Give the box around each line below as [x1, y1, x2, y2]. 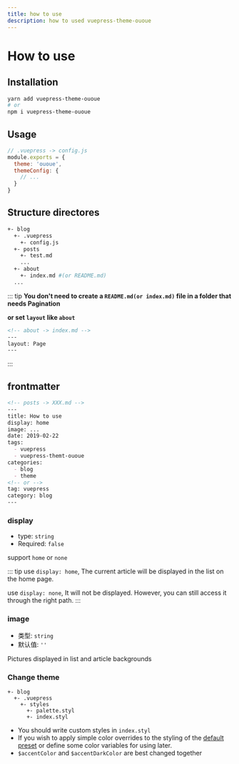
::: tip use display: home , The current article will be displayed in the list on [7, 567, 224, 575]
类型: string [17, 631, 54, 640]
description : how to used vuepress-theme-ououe [7, 17, 152, 24]
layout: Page [7, 340, 46, 347]
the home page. [7, 575, 54, 583]
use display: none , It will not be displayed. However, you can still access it [7, 588, 227, 597]
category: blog [7, 492, 53, 500]
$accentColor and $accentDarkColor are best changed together [17, 748, 202, 757]
